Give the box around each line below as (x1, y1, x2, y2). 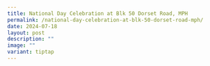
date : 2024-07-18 (7, 23, 58, 30)
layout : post (7, 29, 45, 36)
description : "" (7, 36, 54, 43)
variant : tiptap (7, 49, 54, 56)
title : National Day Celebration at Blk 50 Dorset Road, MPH (7, 10, 188, 17)
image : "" (7, 42, 36, 49)
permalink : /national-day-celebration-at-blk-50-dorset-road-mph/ (7, 16, 204, 23)
